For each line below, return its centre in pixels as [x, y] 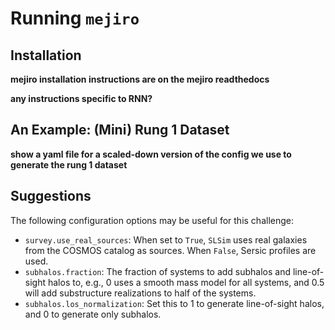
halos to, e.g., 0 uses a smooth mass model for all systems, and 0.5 [186, 282]
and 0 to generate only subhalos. [93, 314]
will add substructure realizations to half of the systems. [140, 293]
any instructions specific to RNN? [81, 98]
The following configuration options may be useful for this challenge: [152, 220]
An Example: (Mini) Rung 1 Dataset [120, 130]
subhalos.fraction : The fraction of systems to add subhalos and [158, 271]
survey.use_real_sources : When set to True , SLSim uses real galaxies [166, 239]
